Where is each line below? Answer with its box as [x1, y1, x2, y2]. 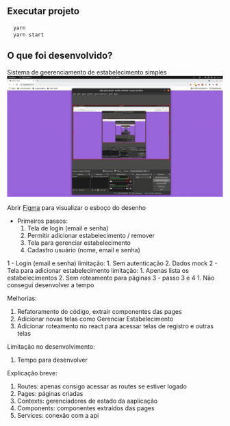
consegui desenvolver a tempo [7, 281, 94, 289]
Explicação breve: [7, 369, 58, 377]
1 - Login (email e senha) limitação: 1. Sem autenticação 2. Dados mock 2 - [7, 259, 218, 267]
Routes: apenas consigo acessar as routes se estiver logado [16, 382, 187, 390]
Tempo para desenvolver [16, 356, 88, 364]
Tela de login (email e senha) [27, 224, 109, 232]
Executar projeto [7, 5, 80, 17]
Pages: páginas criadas [16, 390, 84, 398]
